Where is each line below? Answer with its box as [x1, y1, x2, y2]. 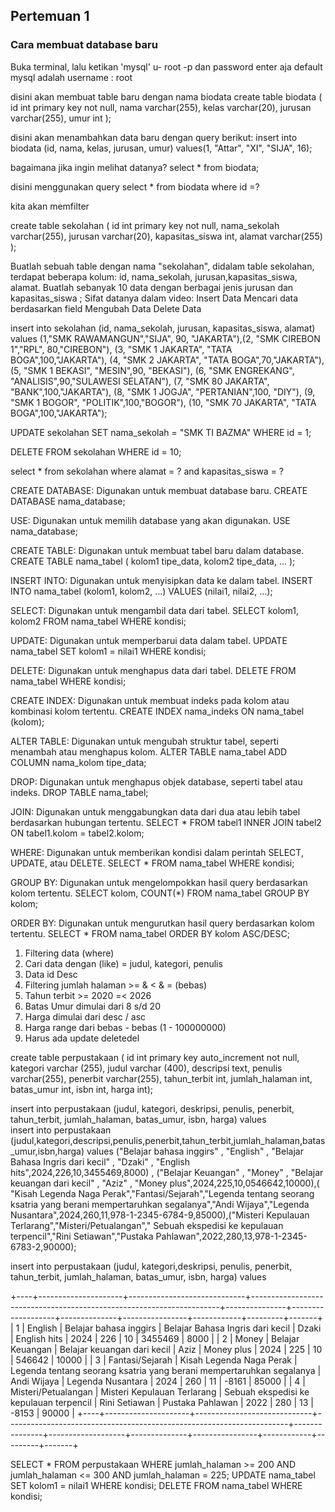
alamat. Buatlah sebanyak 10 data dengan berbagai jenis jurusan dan [10, 281, 294, 293]
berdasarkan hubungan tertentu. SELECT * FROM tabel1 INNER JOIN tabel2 [10, 816, 322, 828]
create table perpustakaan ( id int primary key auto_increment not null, [10, 1051, 300, 1063]
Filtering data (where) [24, 947, 115, 959]
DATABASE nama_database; [10, 495, 126, 507]
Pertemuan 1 [10, 8, 90, 25]
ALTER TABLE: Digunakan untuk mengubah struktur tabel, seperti [10, 735, 279, 747]
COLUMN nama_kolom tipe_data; [10, 756, 147, 768]
